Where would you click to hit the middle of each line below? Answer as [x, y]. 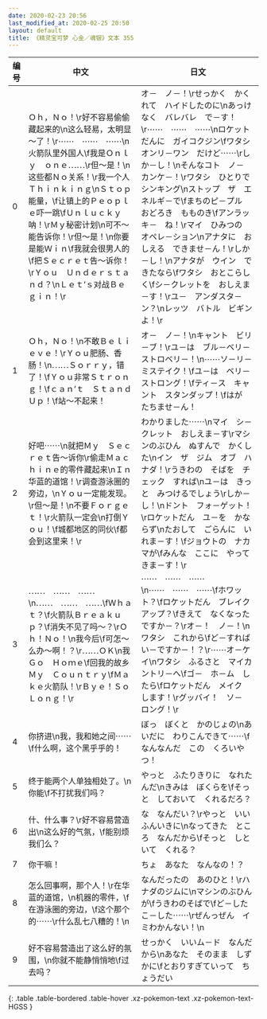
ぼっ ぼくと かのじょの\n [193, 724]
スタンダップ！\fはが [204, 395]
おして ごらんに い [212, 529]
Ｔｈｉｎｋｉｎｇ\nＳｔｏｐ [80, 189]
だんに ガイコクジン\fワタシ [196, 142]
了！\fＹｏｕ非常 [59, 377]
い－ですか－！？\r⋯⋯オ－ [192, 650]
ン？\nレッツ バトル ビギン [197, 309]
